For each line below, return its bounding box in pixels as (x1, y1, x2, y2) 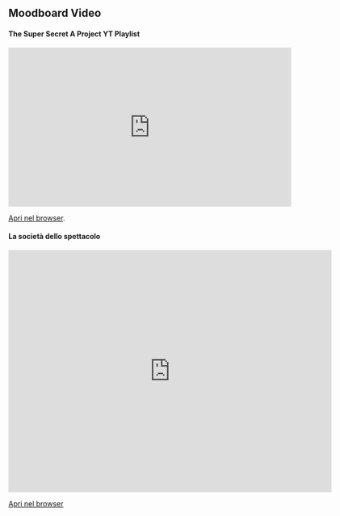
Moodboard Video (8, 6, 102, 20)
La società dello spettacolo (8, 232, 101, 241)
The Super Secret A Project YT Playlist (8, 28, 141, 39)
